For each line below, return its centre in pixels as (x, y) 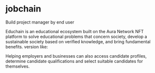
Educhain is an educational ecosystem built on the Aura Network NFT (75, 31)
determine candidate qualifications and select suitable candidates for (74, 61)
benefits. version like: (27, 47)
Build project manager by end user (40, 22)
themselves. (18, 66)
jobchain (23, 9)
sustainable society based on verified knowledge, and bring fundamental (78, 41)
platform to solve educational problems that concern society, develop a (76, 36)
